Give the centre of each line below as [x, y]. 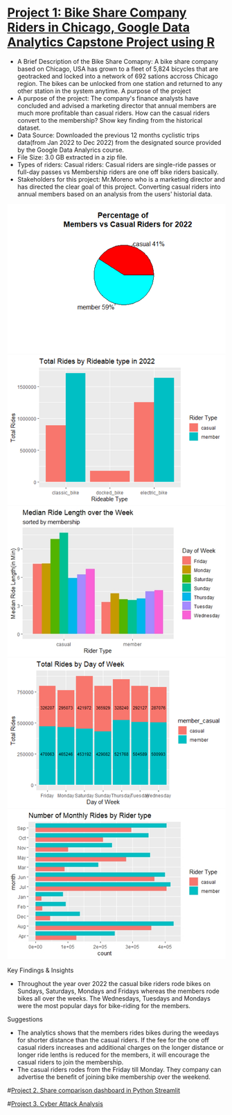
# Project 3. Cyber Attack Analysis [55, 1104]
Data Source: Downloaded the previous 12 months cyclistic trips [108, 135]
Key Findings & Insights [41, 970]
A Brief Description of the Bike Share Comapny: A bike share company [118, 61]
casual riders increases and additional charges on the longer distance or [121, 1048]
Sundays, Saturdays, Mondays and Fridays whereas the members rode [118, 991]
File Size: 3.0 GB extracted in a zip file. [72, 157]
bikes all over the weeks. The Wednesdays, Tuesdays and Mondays [114, 999]
